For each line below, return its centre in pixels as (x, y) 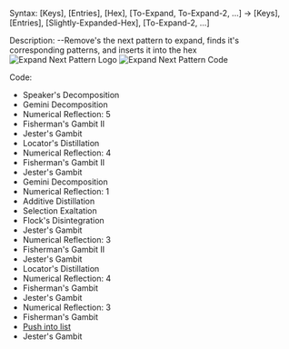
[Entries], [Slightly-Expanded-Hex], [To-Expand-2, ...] (110, 23)
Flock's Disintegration (63, 220)
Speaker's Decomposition (71, 95)
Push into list (46, 327)
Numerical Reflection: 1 (66, 191)
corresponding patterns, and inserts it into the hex (103, 50)
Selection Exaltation (60, 211)
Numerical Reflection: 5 (66, 114)
